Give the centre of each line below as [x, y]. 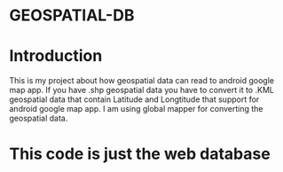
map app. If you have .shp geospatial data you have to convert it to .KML [142, 90]
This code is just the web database [140, 154]
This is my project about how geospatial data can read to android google [142, 81]
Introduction [56, 56]
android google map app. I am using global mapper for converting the [136, 109]
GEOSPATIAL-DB [72, 16]
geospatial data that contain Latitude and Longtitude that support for [134, 99]
